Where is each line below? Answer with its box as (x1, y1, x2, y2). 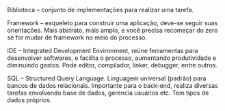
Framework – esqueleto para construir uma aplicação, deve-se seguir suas (7, 19, 218, 27)
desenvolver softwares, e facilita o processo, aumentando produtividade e (7, 54, 217, 62)
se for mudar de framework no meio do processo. (7, 33, 147, 42)
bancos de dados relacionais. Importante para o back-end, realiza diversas (7, 82, 219, 89)
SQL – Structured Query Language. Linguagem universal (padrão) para (7, 74, 207, 82)
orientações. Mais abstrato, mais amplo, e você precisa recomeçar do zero (7, 27, 218, 34)
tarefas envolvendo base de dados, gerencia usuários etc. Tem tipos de (7, 89, 209, 97)
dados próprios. (7, 96, 52, 104)
